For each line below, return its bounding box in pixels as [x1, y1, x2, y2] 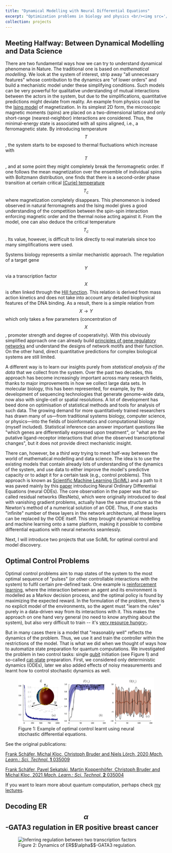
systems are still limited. [5, 354, 56, 360]
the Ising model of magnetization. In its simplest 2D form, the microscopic [5, 104, 161, 110]
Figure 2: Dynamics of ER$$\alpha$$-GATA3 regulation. [18, 842, 137, 848]
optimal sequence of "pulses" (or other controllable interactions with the [5, 575, 158, 582]
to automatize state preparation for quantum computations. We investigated [5, 646, 165, 652]
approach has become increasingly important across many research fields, [5, 375, 163, 381]
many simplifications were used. [5, 241, 73, 247]
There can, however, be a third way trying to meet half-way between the [5, 450, 158, 456]
